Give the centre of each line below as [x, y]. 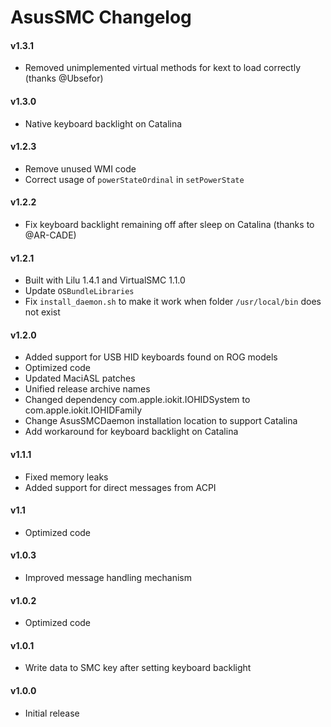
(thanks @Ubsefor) [64, 78]
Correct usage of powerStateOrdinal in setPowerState [134, 179]
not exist [42, 312]
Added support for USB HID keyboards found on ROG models [151, 357]
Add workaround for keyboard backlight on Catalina [131, 432]
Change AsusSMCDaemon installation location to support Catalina [161, 421]
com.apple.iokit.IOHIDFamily [83, 410]
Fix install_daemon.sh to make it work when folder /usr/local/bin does [173, 302]
